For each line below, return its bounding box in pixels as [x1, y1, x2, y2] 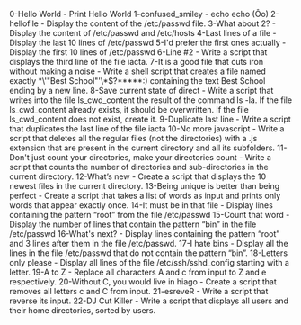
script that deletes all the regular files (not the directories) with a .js [9, 133, 258, 143]
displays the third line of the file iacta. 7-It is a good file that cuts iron [9, 57, 264, 67]
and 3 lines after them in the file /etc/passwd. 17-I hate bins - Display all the [9, 239, 289, 248]
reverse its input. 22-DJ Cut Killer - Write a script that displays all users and [9, 295, 289, 306]
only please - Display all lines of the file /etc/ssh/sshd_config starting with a [9, 257, 290, 267]
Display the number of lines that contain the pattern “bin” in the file [9, 219, 257, 230]
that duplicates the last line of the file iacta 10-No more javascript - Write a [9, 123, 285, 134]
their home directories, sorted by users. [9, 305, 155, 315]
